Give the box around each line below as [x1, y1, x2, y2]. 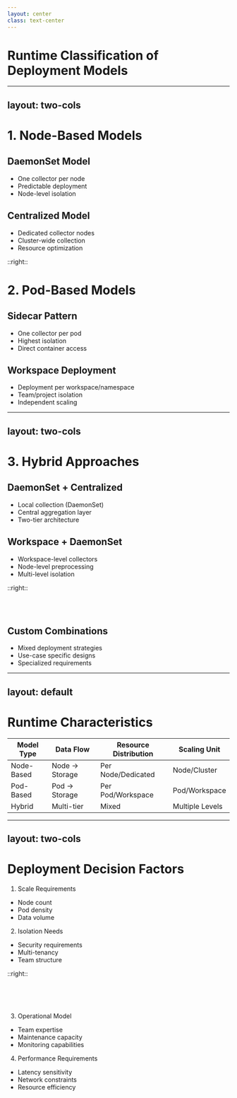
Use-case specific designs [17, 651, 96, 660]
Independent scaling [17, 398, 78, 407]
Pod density [17, 906, 53, 914]
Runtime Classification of [7, 47, 159, 64]
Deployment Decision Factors [7, 861, 185, 877]
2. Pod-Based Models [7, 282, 136, 298]
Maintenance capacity [17, 1033, 83, 1041]
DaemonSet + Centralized [7, 481, 123, 493]
